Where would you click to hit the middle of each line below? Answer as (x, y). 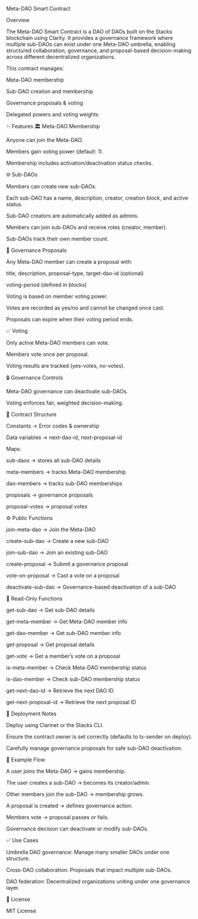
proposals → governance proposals (49, 495)
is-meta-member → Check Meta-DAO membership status (76, 667)
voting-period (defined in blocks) (47, 285)
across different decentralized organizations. (61, 57)
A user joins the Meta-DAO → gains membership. (66, 771)
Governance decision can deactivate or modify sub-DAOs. (77, 829)
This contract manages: (35, 68)
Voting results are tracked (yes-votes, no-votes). (66, 366)
